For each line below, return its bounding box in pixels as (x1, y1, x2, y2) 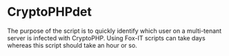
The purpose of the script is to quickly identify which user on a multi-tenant (7, 27, 222, 35)
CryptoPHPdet (7, 4, 92, 20)
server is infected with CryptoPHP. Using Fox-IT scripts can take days (7, 33, 206, 42)
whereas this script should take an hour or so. (7, 41, 138, 49)
